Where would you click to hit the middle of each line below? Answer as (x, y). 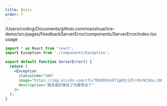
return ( (19, 67)
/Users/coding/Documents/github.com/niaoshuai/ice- (60, 28)
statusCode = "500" (36, 76)
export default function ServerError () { (49, 62)
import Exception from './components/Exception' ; (58, 53)
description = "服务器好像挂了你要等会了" (56, 85)
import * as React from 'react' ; (40, 48)
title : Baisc (19, 10)
